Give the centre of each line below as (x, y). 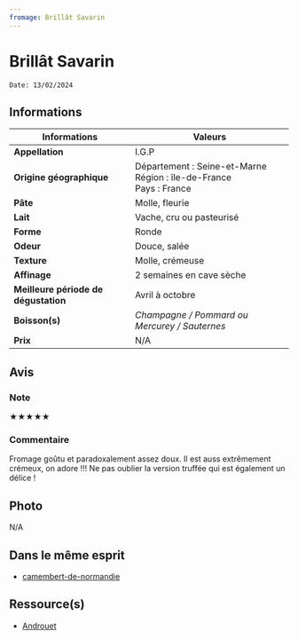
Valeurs (210, 137)
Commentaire (39, 439)
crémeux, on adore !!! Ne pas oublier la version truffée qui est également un (147, 469)
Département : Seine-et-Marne (201, 167)
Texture (30, 261)
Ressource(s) (47, 604)
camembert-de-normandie (71, 576)
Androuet (39, 626)
